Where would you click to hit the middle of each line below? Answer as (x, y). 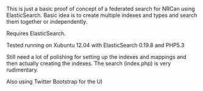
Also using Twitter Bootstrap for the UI (54, 82)
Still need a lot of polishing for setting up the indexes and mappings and (97, 57)
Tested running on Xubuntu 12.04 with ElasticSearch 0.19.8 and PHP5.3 (95, 45)
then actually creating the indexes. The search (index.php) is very (89, 63)
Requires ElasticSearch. (36, 33)
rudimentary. (22, 70)
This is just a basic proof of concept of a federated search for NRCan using (101, 9)
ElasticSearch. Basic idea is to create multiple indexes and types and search (102, 15)
